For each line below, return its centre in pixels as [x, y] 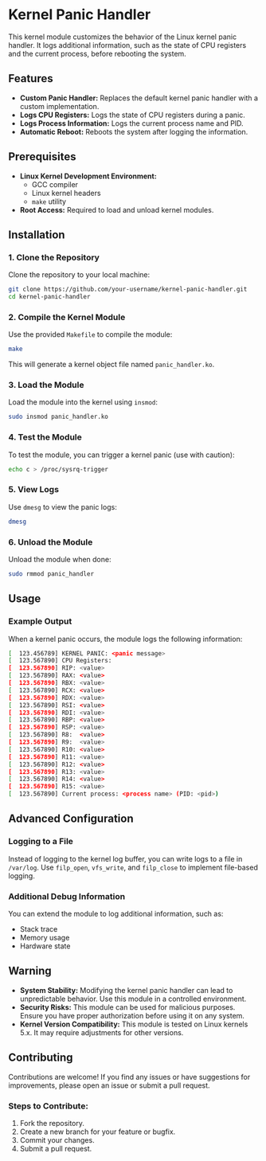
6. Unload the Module [51, 541]
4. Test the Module [45, 437]
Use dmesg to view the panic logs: [63, 506]
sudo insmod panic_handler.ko [59, 417]
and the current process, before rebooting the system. [98, 53]
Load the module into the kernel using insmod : [83, 402]
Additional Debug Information [67, 896]
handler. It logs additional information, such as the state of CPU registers [127, 45]
